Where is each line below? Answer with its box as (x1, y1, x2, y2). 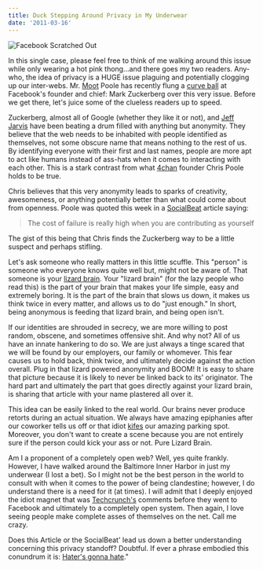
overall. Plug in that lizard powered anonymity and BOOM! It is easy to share (8, 364, 254, 373)
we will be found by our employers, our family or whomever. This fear (8, 347, 233, 357)
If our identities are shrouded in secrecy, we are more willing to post (8, 322, 228, 332)
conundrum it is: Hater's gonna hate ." (8, 552, 130, 561)
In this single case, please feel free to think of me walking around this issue (8, 56, 251, 65)
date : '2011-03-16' (8, 19, 72, 27)
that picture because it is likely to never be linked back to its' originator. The (8, 373, 253, 382)
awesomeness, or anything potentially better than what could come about (8, 194, 247, 204)
